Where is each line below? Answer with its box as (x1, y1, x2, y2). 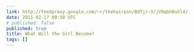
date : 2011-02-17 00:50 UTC (6, 14, 76, 20)
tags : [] (6, 36, 28, 42)
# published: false (6, 20, 55, 26)
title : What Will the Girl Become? (6, 31, 95, 37)
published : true (6, 25, 47, 32)
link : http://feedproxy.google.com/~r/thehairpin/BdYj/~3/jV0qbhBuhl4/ (6, 8, 188, 15)
